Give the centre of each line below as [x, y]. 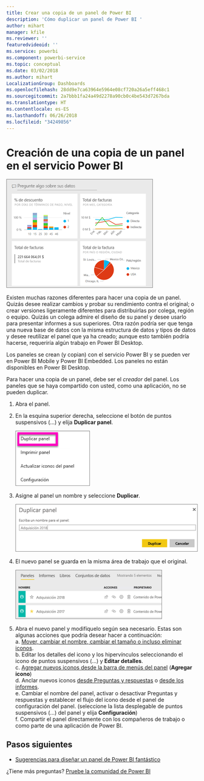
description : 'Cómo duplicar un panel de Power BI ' [74, 19]
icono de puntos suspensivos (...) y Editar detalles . [79, 661]
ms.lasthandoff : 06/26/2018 [42, 116]
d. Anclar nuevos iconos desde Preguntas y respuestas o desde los [99, 680]
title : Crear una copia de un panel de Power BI [69, 13]
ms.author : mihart [29, 77]
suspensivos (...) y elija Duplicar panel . [64, 422]
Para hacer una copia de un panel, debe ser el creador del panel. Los [93, 380]
